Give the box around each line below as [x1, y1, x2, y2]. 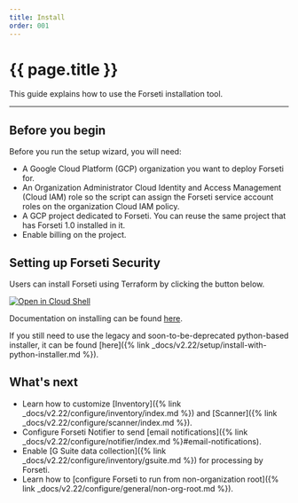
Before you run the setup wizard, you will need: [9, 146, 182, 157]
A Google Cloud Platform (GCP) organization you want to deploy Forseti [21, 163, 284, 174]
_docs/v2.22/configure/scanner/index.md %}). [21, 417, 192, 428]
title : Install [9, 12, 66, 22]
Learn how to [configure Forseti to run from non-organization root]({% [21, 474, 279, 484]
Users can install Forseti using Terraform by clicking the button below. [9, 279, 265, 289]
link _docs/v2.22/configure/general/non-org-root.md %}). [21, 483, 233, 493]
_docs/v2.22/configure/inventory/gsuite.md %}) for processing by [21, 454, 263, 466]
